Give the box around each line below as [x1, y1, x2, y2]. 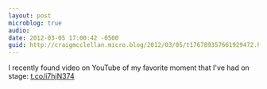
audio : [8, 26, 30, 34]
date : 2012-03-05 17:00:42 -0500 [8, 33, 119, 42]
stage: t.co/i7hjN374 [8, 72, 75, 81]
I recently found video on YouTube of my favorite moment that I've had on [8, 63, 250, 72]
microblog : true [8, 19, 62, 27]
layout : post [8, 11, 52, 20]
